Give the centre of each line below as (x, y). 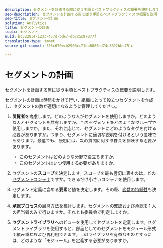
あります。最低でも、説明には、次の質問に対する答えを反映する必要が (86, 140)
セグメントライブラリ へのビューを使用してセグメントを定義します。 (80, 222)
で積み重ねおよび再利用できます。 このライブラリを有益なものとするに (82, 234)
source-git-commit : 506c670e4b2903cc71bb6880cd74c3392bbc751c (69, 46)
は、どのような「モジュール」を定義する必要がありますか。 (71, 240)
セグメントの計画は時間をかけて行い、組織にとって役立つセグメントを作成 (79, 100)
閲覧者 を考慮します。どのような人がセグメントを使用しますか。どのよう (84, 116)
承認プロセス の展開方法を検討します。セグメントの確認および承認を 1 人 (84, 206)
